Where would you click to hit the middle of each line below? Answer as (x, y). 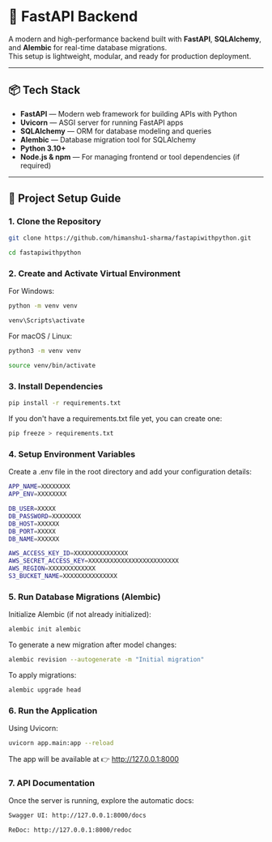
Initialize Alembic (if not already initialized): (80, 614)
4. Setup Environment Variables (72, 454)
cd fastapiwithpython (45, 253)
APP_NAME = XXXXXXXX (39, 487)
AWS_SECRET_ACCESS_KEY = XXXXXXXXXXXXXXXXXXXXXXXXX (94, 561)
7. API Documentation (52, 783)
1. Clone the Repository (55, 222)
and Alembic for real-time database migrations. (88, 47)
